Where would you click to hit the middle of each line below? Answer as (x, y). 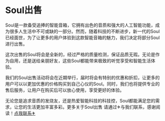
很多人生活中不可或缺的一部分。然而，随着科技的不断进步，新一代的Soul (85, 31)
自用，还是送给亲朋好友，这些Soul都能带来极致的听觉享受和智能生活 (80, 60)
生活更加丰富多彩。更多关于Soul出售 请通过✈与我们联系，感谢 (91, 107)
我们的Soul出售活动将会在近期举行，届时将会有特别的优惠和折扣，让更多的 (82, 77)
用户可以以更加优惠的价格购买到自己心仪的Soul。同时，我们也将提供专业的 (82, 83)
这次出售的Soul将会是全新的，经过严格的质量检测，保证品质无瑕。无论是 (80, 54)
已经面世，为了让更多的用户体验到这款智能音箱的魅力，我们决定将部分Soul (82, 37)
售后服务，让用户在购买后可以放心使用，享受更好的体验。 (65, 90)
